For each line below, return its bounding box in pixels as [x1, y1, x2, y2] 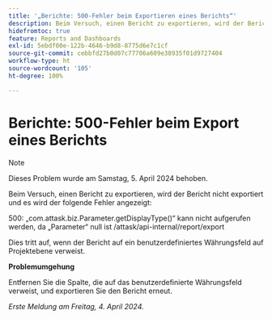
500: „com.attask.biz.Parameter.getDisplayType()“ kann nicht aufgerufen [8, 213, 251, 223]
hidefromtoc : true [8, 27, 70, 35]
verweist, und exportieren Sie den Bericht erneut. [8, 286, 172, 296]
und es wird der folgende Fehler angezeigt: [8, 197, 152, 207]
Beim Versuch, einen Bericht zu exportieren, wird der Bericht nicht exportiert [8, 189, 264, 199]
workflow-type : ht [8, 57, 70, 65]
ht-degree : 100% [8, 72, 63, 80]
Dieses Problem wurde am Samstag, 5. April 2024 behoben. [8, 173, 208, 183]
